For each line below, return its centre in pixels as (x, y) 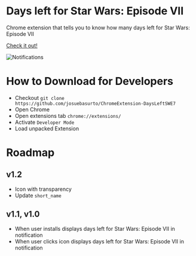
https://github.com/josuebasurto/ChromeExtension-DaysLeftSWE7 (95, 103)
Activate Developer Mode (45, 122)
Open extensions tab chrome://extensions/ (68, 115)
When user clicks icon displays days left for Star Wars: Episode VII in (99, 241)
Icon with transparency (43, 189)
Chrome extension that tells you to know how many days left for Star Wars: (98, 28)
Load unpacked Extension (47, 128)
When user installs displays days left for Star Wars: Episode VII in (95, 228)
